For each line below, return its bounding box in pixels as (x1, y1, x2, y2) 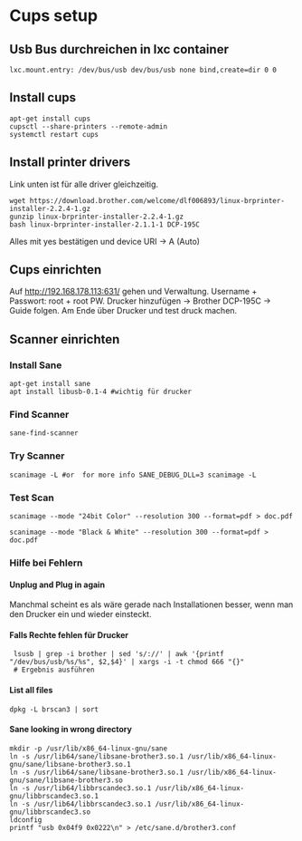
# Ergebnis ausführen (13, 665, 95, 675)
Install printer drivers (9, 155, 131, 170)
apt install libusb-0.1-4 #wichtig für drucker (9, 387, 193, 397)
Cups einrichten (9, 262, 102, 277)
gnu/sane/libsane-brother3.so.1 (9, 759, 131, 768)
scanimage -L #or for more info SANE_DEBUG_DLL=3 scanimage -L (9, 470, 257, 479)
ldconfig (9, 815, 42, 825)
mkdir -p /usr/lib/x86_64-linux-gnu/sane (9, 744, 168, 753)
